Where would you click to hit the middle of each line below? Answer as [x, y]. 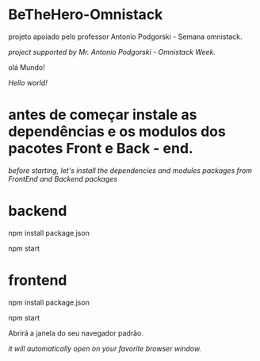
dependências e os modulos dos [117, 132]
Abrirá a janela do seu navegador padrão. [76, 333]
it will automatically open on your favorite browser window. [105, 348]
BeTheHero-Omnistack [86, 15]
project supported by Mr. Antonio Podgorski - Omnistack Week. [112, 52]
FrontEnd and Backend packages [63, 179]
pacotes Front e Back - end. [101, 149]
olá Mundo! [27, 67]
